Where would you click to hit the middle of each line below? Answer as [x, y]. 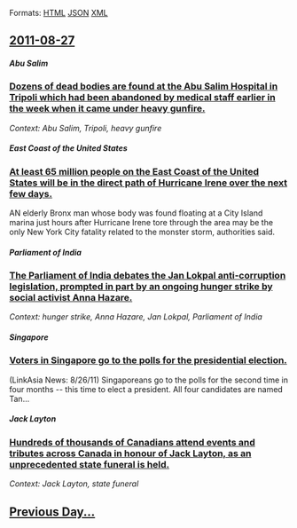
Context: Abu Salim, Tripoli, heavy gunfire [86, 128]
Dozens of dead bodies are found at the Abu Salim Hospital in [144, 86]
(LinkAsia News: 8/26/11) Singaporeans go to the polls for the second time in [148, 380]
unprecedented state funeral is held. [90, 464]
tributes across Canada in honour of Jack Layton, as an [130, 453]
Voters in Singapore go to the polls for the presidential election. [148, 360]
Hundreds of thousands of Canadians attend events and [132, 442]
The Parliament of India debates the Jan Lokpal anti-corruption [148, 276]
